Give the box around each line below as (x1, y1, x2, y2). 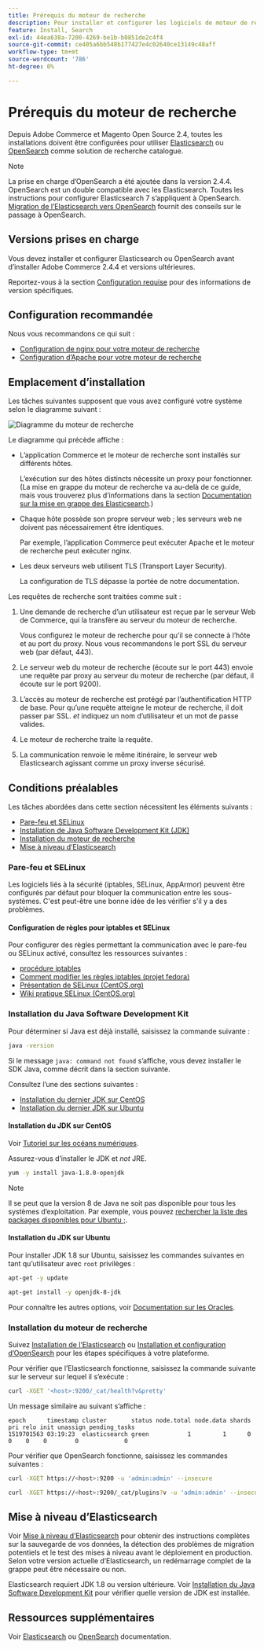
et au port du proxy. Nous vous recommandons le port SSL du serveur (19, 639, 247, 648)
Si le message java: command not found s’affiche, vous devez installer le (8, 1056, 242, 1065)
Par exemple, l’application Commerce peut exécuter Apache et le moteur (19, 538, 255, 547)
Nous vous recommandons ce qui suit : (8, 329, 135, 339)
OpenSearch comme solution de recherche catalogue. (8, 146, 184, 156)
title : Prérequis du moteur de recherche (8, 11, 146, 20)
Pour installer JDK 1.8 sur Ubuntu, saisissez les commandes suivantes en (8, 1251, 245, 1260)
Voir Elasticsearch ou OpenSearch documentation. (8, 1632, 171, 1641)
